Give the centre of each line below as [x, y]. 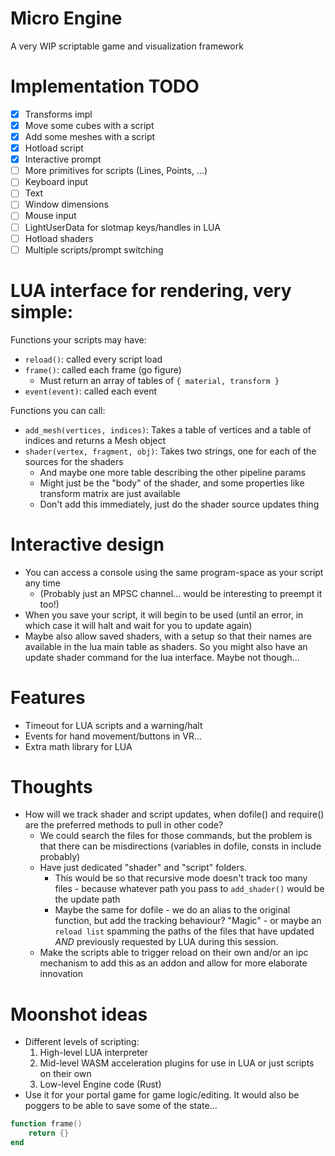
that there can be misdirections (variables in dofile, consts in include [180, 846]
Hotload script [54, 148]
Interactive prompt [63, 159]
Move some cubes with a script [89, 125]
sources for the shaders [74, 461]
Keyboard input [56, 182]
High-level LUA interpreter [94, 1053]
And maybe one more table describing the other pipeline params [173, 472]
